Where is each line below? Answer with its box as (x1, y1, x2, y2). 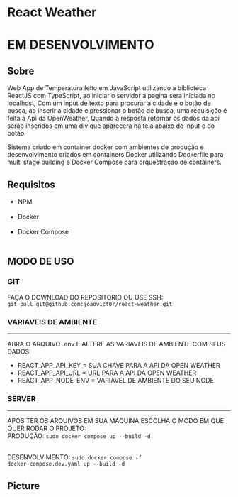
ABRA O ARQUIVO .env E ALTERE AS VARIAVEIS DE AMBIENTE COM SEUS (7, 339, 226, 348)
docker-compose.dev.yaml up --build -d (7, 461, 125, 468)
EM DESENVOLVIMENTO (7, 37, 154, 53)
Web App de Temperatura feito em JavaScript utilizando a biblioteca (7, 84, 207, 92)
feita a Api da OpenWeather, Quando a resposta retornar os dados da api (7, 114, 220, 123)
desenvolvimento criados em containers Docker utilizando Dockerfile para (7, 151, 224, 159)
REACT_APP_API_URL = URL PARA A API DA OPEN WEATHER (17, 368, 197, 377)
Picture (7, 480, 40, 492)
